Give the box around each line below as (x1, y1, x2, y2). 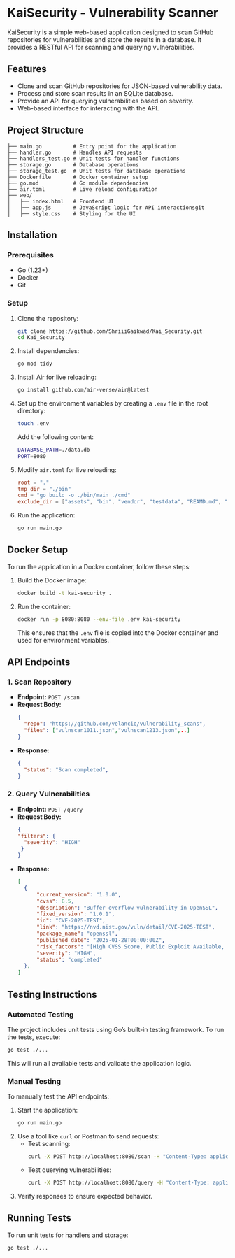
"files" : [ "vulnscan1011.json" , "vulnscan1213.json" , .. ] (24, 727, 190, 734)
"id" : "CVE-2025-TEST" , (36, 917, 106, 924)
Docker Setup (7, 544, 69, 556)
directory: (17, 407, 46, 415)
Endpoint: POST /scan (17, 693, 80, 701)
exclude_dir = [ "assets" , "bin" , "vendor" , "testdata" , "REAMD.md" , (17, 499, 222, 506)
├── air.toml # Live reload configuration (7, 185, 158, 193)
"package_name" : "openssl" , (36, 930, 118, 938)
